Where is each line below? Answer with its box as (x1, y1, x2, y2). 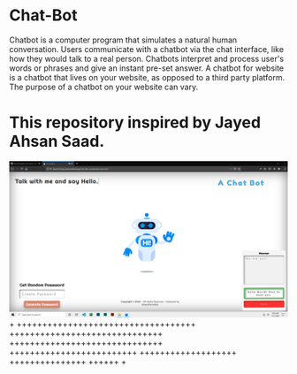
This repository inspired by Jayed (9, 112, 262, 133)
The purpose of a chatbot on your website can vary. (9, 81, 199, 92)
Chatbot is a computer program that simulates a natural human (9, 34, 238, 45)
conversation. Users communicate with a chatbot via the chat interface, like (9, 43, 285, 54)
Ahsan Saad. (9, 132, 105, 151)
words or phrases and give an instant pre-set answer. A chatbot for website (9, 63, 285, 73)
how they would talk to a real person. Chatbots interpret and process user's (9, 53, 285, 64)
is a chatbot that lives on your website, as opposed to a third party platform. (9, 72, 286, 82)
